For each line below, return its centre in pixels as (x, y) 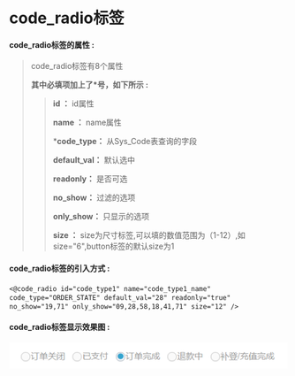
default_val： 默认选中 (94, 160)
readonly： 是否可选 (90, 179)
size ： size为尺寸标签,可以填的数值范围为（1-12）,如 (149, 235)
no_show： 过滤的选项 (94, 198)
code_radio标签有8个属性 (77, 66)
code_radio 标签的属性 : (52, 44)
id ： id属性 (73, 104)
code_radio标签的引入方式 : (60, 268)
